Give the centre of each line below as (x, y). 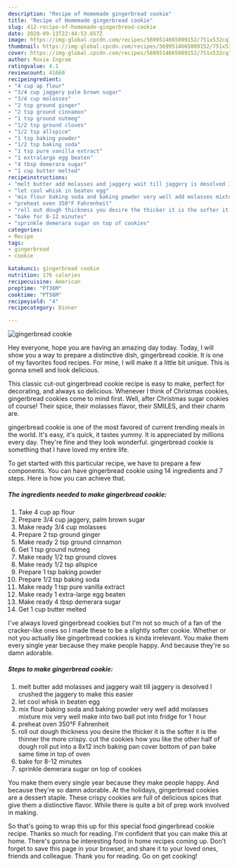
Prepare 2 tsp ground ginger (59, 535)
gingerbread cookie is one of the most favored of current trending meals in (116, 427)
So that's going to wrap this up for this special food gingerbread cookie (111, 826)
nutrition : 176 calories (44, 275)
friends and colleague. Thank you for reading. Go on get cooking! (103, 856)
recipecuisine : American (44, 281)
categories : (25, 229)
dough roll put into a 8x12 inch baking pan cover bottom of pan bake (117, 747)
